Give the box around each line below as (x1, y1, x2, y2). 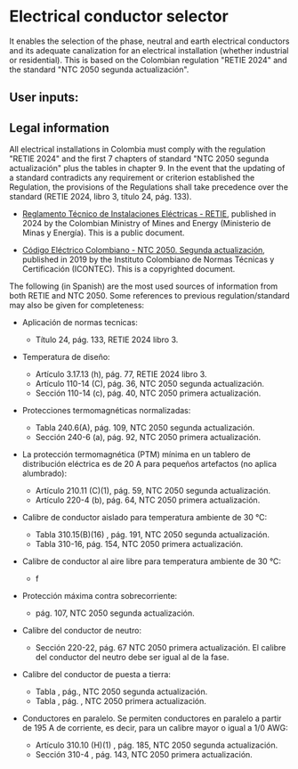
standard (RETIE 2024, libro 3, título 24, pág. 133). (9, 192, 192, 202)
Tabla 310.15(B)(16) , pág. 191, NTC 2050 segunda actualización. (35, 529, 270, 540)
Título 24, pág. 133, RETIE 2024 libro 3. (35, 334, 179, 345)
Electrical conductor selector (9, 6, 229, 27)
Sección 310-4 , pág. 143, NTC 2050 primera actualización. (35, 749, 254, 760)
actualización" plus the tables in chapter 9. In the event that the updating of (9, 163, 286, 174)
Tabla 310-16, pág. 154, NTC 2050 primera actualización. (35, 539, 244, 550)
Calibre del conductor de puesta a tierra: (21, 669, 172, 680)
